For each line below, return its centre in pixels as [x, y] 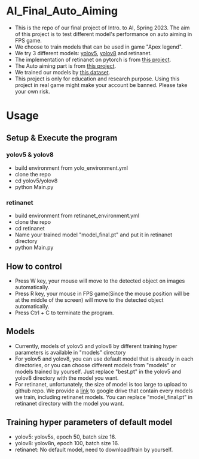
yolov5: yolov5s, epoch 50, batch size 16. [65, 437]
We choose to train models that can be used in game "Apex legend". [99, 47]
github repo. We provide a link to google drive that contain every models [104, 391]
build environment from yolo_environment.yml [71, 168]
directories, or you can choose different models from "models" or [95, 365]
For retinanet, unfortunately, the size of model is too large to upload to [101, 384]
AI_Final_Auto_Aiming [62, 11]
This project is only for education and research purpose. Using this [97, 79]
